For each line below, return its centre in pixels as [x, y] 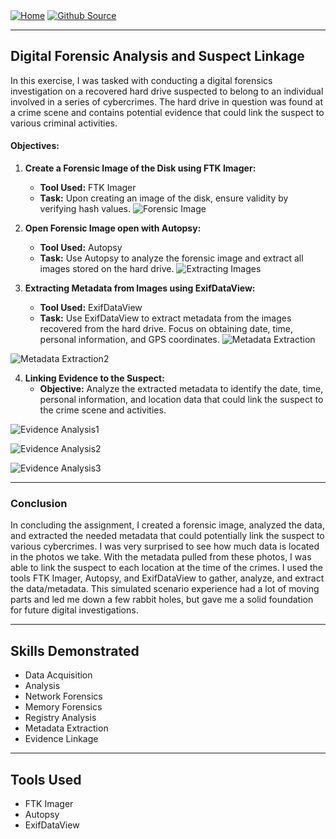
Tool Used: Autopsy [81, 248]
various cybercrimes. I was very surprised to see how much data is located [165, 546]
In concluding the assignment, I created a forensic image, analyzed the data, [168, 525]
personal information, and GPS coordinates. [129, 340]
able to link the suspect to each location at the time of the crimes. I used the [166, 568]
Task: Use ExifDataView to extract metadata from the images [165, 318]
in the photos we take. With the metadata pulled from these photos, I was [161, 557]
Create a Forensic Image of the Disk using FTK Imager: [140, 168]
